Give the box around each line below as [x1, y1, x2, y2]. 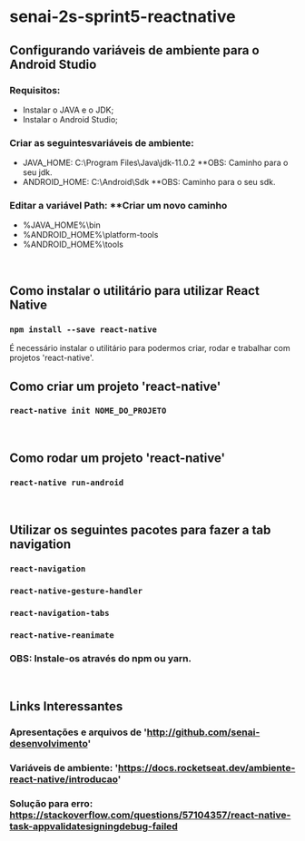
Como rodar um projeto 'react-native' [9, 451, 225, 466]
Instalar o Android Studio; [22, 113, 118, 124]
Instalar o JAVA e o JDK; [22, 104, 114, 115]
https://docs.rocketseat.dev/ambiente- [117, 762, 296, 775]
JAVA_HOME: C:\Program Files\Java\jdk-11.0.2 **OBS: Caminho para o [22, 157, 289, 169]
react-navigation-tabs [9, 608, 110, 618]
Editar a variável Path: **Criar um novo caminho [9, 200, 228, 212]
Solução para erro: [9, 797, 93, 810]
